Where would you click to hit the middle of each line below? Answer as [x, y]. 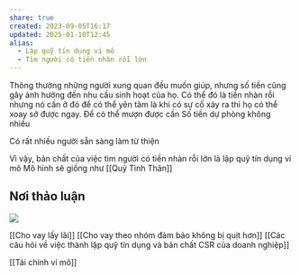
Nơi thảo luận [47, 196]
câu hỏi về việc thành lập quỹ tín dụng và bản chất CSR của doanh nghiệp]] [150, 244]
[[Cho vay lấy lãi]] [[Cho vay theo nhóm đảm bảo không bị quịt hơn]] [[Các [147, 235]
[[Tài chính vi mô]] [43, 262]
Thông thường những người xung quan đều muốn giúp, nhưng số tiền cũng [148, 85]
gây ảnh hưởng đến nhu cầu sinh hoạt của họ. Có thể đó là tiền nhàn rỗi [142, 95]
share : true [32, 18]
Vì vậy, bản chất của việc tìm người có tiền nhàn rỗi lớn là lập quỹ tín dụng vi [150, 158]
